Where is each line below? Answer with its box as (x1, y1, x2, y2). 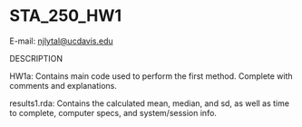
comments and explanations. (9, 80, 118, 91)
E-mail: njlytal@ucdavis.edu (9, 35, 113, 46)
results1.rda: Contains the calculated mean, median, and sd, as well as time (9, 97, 290, 109)
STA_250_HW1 (9, 5, 122, 26)
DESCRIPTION (9, 53, 63, 63)
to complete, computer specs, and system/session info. (9, 107, 218, 118)
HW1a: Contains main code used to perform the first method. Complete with (9, 70, 293, 82)
